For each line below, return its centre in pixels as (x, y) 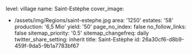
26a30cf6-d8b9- (163, 39)
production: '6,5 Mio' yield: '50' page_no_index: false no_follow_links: (100, 27)
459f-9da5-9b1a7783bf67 (47, 46)
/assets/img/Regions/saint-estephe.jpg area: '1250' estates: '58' (94, 20)
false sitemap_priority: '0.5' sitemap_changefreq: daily (82, 33)
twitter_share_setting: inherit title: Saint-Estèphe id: (77, 39)
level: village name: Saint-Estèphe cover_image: (65, 9)
